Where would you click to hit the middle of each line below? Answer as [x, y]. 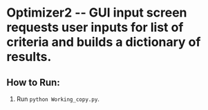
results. [29, 57]
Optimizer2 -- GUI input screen [97, 13]
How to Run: [33, 82]
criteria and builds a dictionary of [104, 42]
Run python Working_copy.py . [58, 99]
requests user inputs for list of [95, 27]
